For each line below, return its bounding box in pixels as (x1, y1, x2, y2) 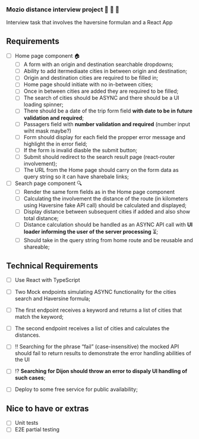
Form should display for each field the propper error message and (23, 133, 186, 140)
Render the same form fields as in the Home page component (23, 188, 175, 195)
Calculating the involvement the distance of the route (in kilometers (23, 195, 188, 202)
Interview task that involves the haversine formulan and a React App (6, 19, 173, 26)
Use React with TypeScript (14, 276, 80, 283)
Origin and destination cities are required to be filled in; (23, 74, 159, 81)
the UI (14, 356, 30, 363)
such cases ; (14, 374, 46, 381)
